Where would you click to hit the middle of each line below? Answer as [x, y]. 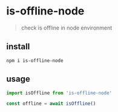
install [18, 47]
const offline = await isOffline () [51, 104]
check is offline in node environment [67, 28]
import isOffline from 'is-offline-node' [59, 93]
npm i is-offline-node [35, 61]
